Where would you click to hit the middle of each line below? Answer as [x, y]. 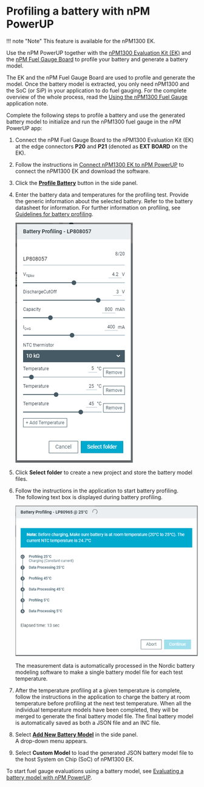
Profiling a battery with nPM [78, 11]
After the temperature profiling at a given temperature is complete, [98, 690]
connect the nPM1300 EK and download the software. [83, 171]
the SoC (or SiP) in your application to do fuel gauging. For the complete [97, 90]
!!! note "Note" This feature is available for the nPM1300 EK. [81, 41]
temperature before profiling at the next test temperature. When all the [103, 703]
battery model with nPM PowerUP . [49, 777]
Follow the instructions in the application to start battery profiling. [97, 491]
